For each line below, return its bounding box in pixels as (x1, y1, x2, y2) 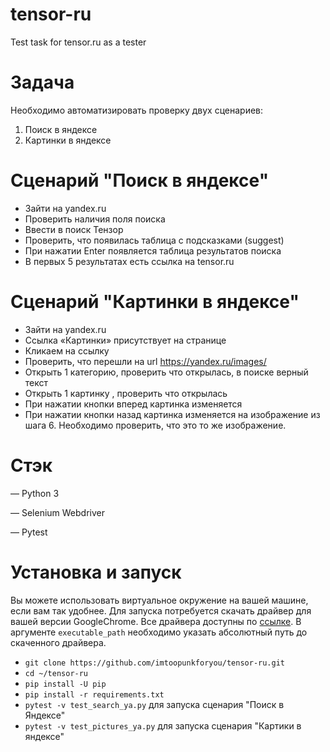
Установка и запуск (10, 561, 182, 583)
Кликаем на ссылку (24, 344, 110, 357)
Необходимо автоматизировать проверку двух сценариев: (10, 104, 264, 116)
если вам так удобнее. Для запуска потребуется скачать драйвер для (10, 604, 312, 617)
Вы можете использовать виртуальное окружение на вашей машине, (10, 594, 309, 606)
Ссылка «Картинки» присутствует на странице (24, 334, 227, 346)
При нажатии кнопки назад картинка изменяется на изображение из (24, 408, 321, 420)
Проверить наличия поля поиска (24, 213, 166, 225)
